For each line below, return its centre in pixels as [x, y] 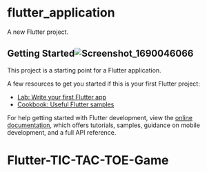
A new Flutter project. [38, 32]
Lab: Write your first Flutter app [62, 97]
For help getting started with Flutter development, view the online [100, 117]
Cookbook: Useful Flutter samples [66, 104]
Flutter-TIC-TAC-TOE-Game [88, 160]
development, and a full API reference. [62, 132]
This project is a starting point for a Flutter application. [84, 70]
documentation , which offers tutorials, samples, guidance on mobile [103, 125]
